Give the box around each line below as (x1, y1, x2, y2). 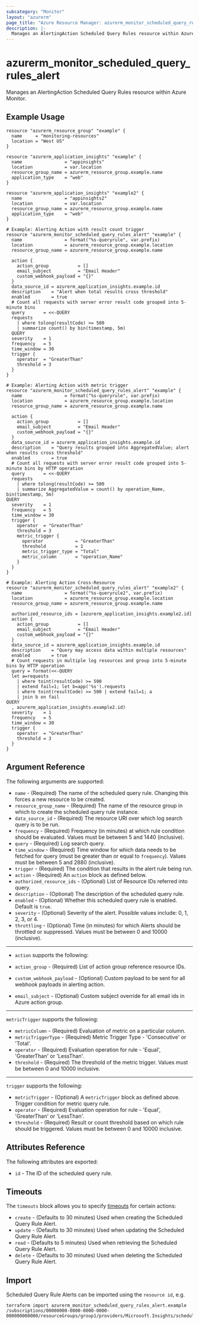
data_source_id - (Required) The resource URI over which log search (14, 814, 183, 822)
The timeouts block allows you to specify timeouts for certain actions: (6, 1203, 176, 1210)
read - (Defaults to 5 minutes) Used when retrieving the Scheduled (14, 1239, 178, 1247)
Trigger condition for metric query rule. (14, 1099, 111, 1107)
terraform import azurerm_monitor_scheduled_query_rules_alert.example (6, 1302, 187, 1309)
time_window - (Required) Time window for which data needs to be (14, 846, 176, 853)
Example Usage (6, 112, 65, 122)
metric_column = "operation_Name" (21, 553, 123, 560)
